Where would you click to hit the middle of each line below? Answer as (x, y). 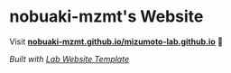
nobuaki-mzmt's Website (106, 17)
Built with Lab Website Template (69, 59)
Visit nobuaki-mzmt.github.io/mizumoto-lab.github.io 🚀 (116, 41)
